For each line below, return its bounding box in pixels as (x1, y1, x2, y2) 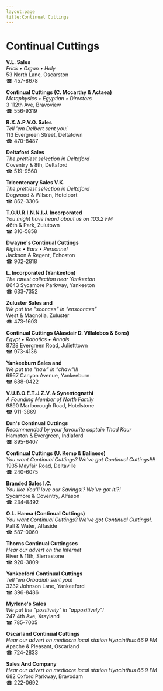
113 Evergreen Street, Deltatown (6, 132, 83, 139)
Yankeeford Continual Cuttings (6, 570, 83, 577)
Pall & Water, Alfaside (6, 523, 57, 530)
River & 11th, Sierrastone (6, 552, 64, 559)
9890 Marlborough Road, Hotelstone (6, 402, 95, 409)
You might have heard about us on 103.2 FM (6, 215, 113, 223)
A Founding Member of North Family (6, 396, 94, 403)
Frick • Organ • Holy (6, 65, 56, 72)
